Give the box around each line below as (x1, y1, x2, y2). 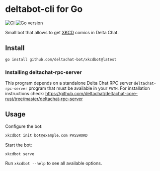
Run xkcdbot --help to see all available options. (5, 160, 102, 167)
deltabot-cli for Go (5, 3, 83, 15)
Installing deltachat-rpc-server (5, 68, 82, 75)
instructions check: (5, 90, 45, 96)
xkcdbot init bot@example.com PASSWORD (5, 133, 88, 138)
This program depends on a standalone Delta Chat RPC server (5, 80, 133, 86)
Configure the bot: (5, 123, 43, 129)
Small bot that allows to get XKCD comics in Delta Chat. (5, 29, 119, 35)
